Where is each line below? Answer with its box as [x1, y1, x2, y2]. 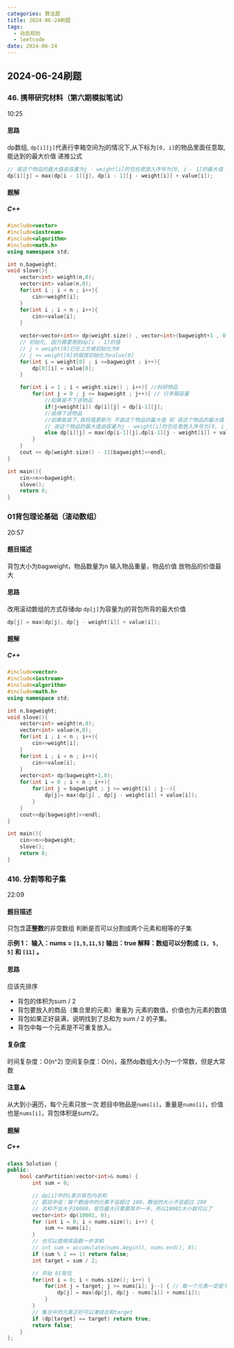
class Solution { [7, 1160, 58, 1167]
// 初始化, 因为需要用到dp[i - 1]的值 [19, 339, 120, 346]
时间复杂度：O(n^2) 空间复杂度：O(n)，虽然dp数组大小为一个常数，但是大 [7, 1057, 219, 1066]
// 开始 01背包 [32, 1270, 72, 1277]
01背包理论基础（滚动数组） [7, 512, 101, 521]
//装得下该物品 [44, 410, 82, 416]
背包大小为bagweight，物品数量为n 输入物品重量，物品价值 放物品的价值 [7, 562, 216, 570]
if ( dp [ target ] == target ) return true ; [32, 1315, 151, 1322]
